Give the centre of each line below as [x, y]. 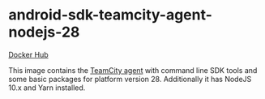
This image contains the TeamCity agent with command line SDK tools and [133, 70]
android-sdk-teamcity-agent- [111, 15]
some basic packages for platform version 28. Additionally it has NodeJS [130, 79]
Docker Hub [28, 54]
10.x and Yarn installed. [47, 88]
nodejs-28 [44, 32]
